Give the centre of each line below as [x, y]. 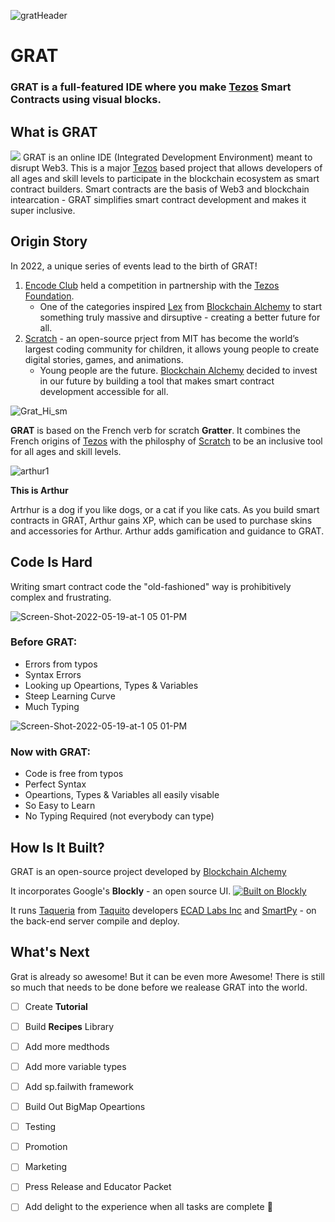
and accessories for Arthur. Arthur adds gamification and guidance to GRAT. [167, 531]
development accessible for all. [104, 391]
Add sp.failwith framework [79, 1087]
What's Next [50, 952]
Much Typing [52, 706]
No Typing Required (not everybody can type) [119, 816]
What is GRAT [54, 131]
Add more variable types [75, 1066]
